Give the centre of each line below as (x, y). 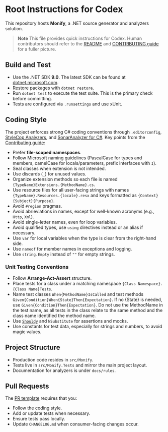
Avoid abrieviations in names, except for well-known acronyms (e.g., (83, 211)
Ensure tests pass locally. (39, 419)
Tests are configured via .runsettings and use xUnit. (67, 104)
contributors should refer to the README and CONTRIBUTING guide (88, 43)
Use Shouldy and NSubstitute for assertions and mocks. (70, 321)
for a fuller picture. (37, 49)
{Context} (148, 196)
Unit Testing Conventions (37, 267)
